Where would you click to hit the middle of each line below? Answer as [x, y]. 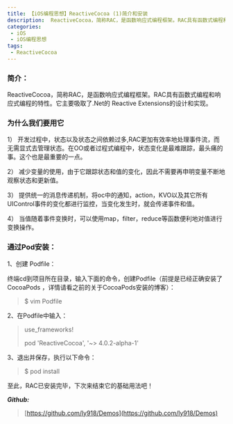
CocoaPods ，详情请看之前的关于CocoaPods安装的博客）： [91, 287]
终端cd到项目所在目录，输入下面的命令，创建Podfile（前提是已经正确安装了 [115, 278]
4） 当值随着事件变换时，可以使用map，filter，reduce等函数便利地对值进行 [115, 219]
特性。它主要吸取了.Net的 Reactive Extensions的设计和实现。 [124, 103]
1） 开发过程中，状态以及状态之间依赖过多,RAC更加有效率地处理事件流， [111, 139]
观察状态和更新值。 [35, 180]
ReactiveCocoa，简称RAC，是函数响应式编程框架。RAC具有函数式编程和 [111, 95]
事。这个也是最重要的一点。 [47, 157]
